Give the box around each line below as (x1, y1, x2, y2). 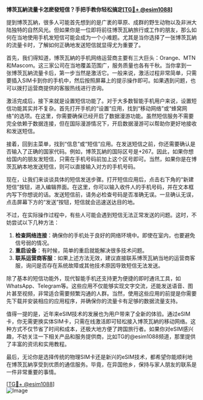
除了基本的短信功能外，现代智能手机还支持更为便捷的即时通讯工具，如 (6, 275, 181, 282)
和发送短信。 (6, 127, 38, 135)
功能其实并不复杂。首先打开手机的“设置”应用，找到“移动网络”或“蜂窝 (11, 105, 182, 112)
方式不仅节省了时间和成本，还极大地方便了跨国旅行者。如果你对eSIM (11, 326, 183, 332)
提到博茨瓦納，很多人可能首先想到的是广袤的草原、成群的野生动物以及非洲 (6, 19, 192, 26)
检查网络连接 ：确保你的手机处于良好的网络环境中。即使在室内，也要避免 (14, 232, 195, 239)
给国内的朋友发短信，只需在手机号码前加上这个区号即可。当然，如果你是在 (6, 155, 192, 163)
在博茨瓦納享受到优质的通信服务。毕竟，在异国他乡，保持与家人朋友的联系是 (6, 361, 197, 368)
